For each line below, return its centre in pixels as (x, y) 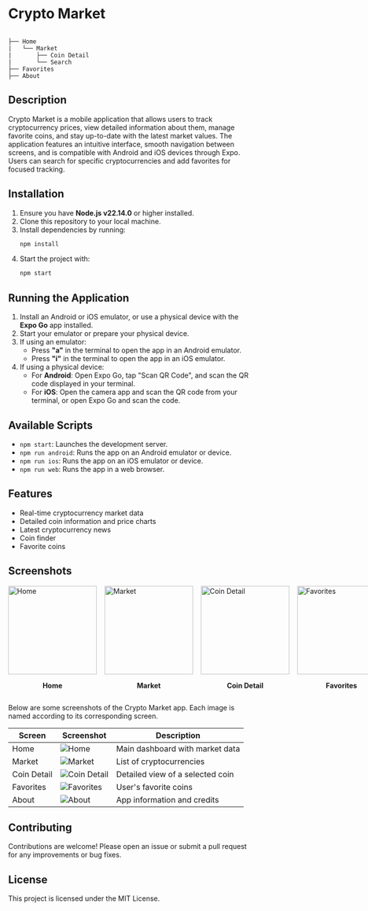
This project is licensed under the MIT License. (84, 898)
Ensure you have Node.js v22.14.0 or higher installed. (107, 212)
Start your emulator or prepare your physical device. (104, 334)
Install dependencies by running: (72, 230)
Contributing (40, 827)
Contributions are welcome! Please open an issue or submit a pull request (128, 846)
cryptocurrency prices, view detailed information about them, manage (121, 127)
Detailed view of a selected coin (175, 774)
